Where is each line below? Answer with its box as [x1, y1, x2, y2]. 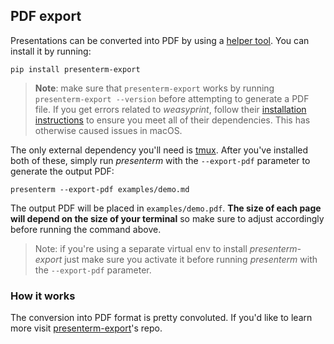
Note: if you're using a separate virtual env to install [34, 242, 248, 254]
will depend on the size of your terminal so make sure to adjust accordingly [10, 212, 325, 224]
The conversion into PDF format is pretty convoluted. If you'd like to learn [10, 312, 313, 324]
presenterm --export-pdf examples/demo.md [10, 184, 190, 194]
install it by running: [10, 45, 92, 57]
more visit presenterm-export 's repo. [10, 322, 163, 334]
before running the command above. [10, 223, 162, 235]
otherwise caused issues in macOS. [34, 124, 183, 136]
